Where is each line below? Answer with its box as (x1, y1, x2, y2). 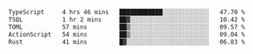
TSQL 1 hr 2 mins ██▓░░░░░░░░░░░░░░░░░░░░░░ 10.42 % (8, 15, 246, 24)
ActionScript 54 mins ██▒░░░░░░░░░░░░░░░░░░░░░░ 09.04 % (8, 30, 246, 38)
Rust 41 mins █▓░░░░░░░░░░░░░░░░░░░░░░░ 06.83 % (8, 37, 246, 46)
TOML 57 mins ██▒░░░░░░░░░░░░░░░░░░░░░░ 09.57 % (8, 23, 246, 31)
